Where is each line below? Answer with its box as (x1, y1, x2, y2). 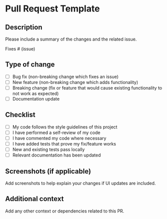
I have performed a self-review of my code (12, 129, 101, 135)
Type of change (5, 60, 55, 69)
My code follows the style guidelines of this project (12, 123, 118, 130)
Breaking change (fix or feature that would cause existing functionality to (12, 84, 163, 90)
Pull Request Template (5, 3, 100, 14)
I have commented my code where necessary (12, 135, 107, 141)
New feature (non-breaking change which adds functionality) (12, 79, 139, 85)
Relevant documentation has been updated (12, 152, 101, 158)
